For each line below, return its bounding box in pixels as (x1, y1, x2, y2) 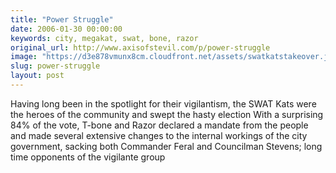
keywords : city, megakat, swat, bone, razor (10, 33, 199, 43)
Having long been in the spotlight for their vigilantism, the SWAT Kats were (10, 97, 317, 110)
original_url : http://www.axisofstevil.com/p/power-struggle (10, 42, 271, 53)
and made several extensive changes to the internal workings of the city (10, 129, 308, 141)
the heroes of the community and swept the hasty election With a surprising (10, 108, 324, 120)
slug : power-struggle (10, 61, 101, 71)
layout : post (10, 71, 65, 81)
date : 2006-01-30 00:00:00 (10, 24, 123, 34)
